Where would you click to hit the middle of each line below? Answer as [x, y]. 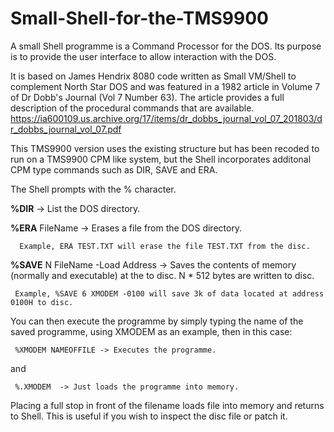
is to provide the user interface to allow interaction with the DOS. [143, 56]
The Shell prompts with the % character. [93, 189]
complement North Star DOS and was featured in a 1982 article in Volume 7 [165, 86]
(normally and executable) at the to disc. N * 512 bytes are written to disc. [162, 275]
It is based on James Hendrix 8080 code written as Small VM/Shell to [153, 76]
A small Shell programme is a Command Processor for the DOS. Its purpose [166, 46]
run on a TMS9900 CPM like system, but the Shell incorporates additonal [161, 159]
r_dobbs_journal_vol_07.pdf [66, 129]
